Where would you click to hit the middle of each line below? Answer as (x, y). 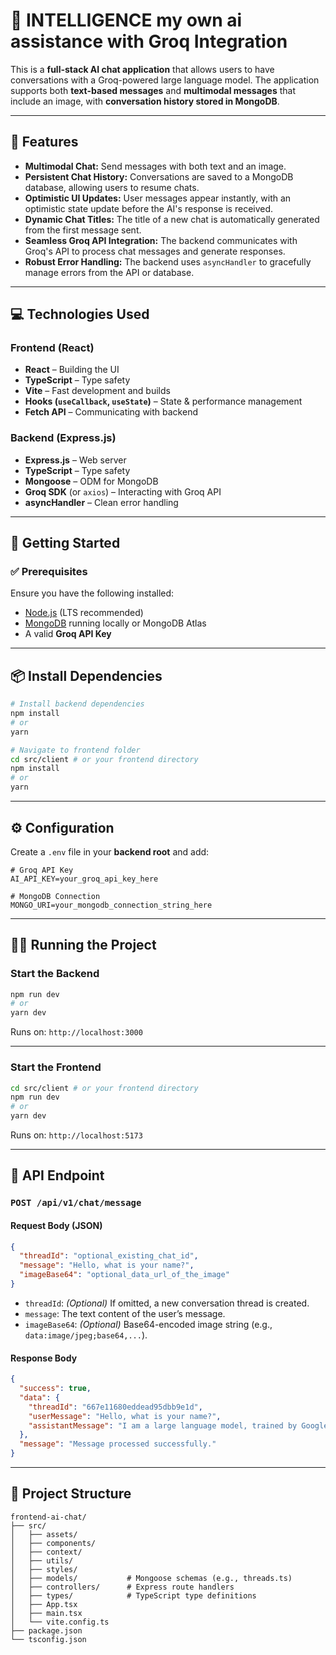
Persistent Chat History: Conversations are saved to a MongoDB (159, 176)
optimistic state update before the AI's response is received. (149, 208)
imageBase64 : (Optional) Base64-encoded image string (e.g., (148, 1324)
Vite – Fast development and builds (97, 391)
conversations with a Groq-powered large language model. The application (165, 80)
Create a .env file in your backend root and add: (110, 851)
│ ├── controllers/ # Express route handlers (122, 1587)
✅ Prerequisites (49, 572)
